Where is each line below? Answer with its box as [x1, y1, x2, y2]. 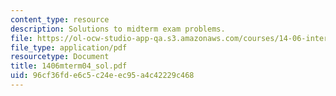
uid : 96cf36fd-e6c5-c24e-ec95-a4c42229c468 [10, 71, 195, 81]
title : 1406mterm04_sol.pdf [10, 61, 128, 71]
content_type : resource [10, 14, 110, 25]
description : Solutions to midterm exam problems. [10, 24, 226, 34]
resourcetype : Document [10, 52, 110, 62]
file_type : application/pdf [10, 42, 128, 53]
